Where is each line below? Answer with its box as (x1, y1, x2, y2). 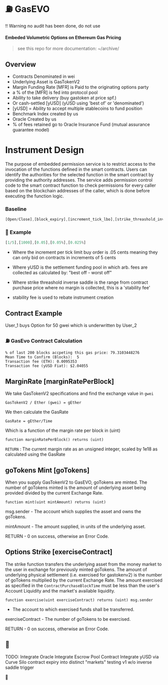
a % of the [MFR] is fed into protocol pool (12, 89, 98, 95)
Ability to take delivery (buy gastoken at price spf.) (12, 94, 116, 100)
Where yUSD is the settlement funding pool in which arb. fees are (12, 264, 148, 270)
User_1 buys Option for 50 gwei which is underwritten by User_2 (5, 322, 137, 328)
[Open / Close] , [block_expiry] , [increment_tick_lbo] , (5, 217, 115, 222)
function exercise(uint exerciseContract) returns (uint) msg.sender (5, 597, 153, 603)
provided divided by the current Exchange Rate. (5, 490, 103, 496)
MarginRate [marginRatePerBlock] (5, 377, 114, 386)
